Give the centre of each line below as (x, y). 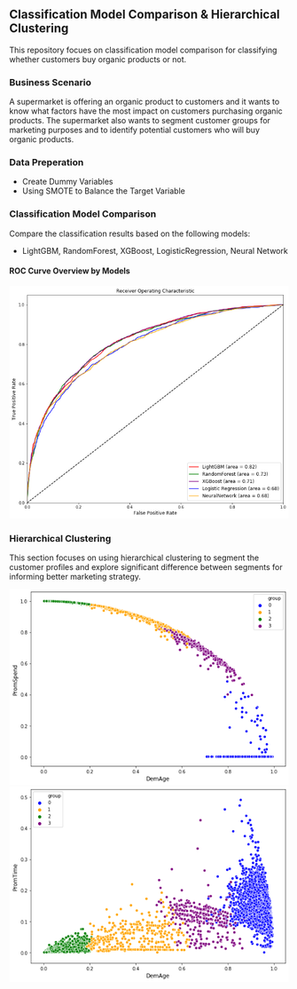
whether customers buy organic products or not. (98, 59)
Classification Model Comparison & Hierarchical (145, 15)
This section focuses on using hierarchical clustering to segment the (134, 558)
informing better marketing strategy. (75, 577)
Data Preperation (47, 162)
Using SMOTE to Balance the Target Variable (104, 191)
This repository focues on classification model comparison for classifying (143, 50)
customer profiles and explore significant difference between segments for (146, 567)
